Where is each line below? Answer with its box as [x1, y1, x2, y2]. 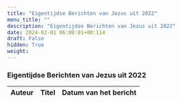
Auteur [10, 88, 34, 97]
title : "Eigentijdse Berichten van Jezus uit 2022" [7, 10, 157, 17]
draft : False [7, 35, 44, 42]
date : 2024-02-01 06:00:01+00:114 [7, 29, 106, 36]
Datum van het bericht [62, 88, 137, 97]
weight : [7, 48, 29, 55]
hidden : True [7, 41, 44, 48]
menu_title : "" [7, 16, 51, 23]
